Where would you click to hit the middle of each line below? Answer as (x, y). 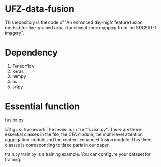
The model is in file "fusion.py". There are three (94, 129)
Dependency (32, 53)
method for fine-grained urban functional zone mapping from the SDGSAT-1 (81, 27)
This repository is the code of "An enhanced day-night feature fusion (74, 22)
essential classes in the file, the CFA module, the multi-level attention (74, 134)
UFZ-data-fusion (40, 9)
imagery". (15, 33)
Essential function (42, 106)
